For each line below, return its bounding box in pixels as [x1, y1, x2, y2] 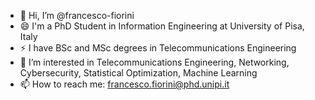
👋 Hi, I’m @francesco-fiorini [19, 10, 135, 21]
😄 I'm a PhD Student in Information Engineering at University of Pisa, [19, 20, 305, 32]
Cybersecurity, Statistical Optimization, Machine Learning [19, 67, 258, 79]
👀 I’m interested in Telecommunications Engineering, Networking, [19, 56, 290, 68]
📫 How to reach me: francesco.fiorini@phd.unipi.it [19, 78, 230, 90]
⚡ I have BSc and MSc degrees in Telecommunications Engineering [19, 42, 297, 54]
